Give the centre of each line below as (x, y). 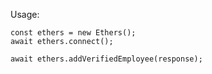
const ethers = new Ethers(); (73, 33)
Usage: (25, 14)
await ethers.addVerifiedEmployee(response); (106, 59)
